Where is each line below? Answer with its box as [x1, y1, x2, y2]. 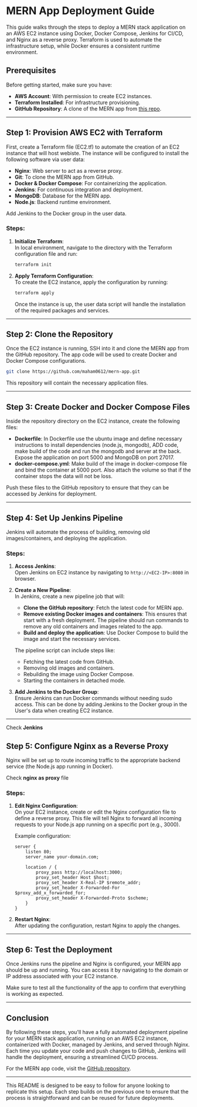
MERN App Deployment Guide [6, 4, 155, 18]
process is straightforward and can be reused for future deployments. [6, 1094, 175, 1101]
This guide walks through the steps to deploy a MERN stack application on [6, 24, 186, 31]
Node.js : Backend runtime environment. [14, 198, 111, 205]
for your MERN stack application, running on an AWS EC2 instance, [6, 1035, 168, 1042]
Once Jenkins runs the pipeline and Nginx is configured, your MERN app [6, 960, 181, 968]
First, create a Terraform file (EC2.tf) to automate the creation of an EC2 [6, 143, 180, 151]
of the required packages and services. [14, 307, 110, 314]
